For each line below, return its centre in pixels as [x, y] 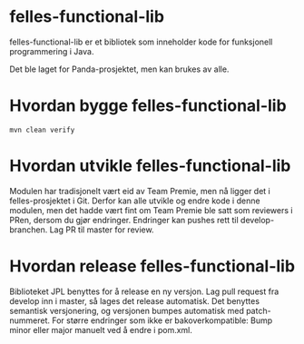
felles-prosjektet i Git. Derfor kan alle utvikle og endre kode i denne [135, 201]
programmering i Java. [52, 51]
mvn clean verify [42, 130]
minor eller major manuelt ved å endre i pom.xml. [101, 329]
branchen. [29, 230]
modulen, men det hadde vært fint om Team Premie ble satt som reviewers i [151, 210]
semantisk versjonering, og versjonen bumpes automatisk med [127, 310]
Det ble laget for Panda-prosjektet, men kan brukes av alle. [119, 69]
